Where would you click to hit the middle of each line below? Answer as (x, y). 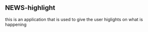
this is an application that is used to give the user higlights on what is (74, 19)
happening (16, 24)
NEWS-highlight (30, 8)
